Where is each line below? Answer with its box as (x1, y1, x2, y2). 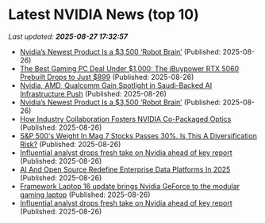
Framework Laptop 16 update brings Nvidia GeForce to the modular (19, 181, 240, 191)
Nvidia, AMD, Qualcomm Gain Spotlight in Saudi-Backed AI (19, 81, 213, 90)
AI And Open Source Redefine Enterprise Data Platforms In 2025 (19, 164, 231, 174)
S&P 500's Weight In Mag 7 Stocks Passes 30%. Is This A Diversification (19, 130, 258, 140)
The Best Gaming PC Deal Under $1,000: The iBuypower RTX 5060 (19, 63, 240, 73)
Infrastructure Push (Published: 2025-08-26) (19, 89, 167, 98)
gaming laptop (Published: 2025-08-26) (19, 190, 151, 199)
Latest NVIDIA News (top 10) (8, 6, 200, 24)
